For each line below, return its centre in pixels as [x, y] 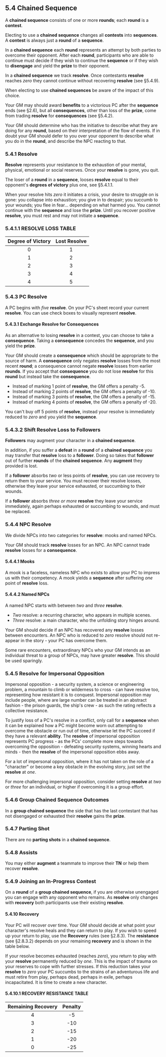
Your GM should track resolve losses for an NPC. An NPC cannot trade [78, 545]
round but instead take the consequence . [48, 376]
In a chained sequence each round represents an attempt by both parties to [83, 50]
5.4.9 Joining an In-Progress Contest [51, 881]
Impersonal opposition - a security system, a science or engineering [75, 684]
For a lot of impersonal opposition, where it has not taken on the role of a [79, 762]
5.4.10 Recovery [22, 914]
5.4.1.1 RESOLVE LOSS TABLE [41, 229]
